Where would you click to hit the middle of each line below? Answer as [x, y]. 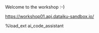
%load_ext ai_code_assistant [34, 26]
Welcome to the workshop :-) [35, 7]
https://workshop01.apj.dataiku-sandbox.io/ [49, 16]
